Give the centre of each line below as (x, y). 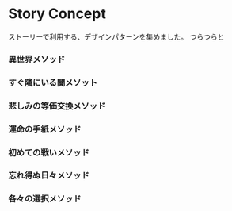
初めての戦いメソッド (49, 152)
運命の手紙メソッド (45, 129)
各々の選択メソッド (45, 199)
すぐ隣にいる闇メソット (53, 82)
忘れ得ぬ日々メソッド (49, 175)
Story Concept (57, 14)
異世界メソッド (37, 59)
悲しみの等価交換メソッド (57, 105)
